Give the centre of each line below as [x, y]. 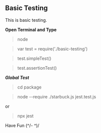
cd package [29, 87]
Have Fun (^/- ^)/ [22, 125]
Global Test [17, 77]
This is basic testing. [26, 20]
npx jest [25, 116]
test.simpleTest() [34, 58]
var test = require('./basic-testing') [52, 48]
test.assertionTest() [37, 68]
